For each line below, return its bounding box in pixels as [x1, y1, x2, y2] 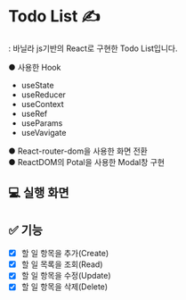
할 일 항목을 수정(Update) [20, 271, 111, 281]
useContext [20, 98, 64, 109]
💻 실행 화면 [8, 186, 69, 201]
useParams [20, 117, 63, 129]
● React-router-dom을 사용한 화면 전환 [8, 146, 148, 156]
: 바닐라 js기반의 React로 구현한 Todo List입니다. [8, 43, 179, 54]
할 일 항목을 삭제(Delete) [20, 281, 109, 292]
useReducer [20, 89, 66, 100]
